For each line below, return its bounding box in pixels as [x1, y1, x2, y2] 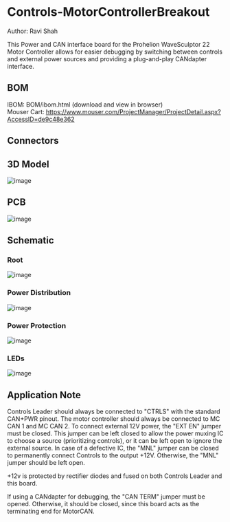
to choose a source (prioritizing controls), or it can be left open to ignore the [7, 437, 222, 445]
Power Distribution [7, 288, 71, 298]
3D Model [7, 158, 49, 170]
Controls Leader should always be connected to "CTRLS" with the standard [7, 407, 221, 416]
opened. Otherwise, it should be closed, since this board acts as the [7, 500, 200, 508]
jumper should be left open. [7, 459, 85, 467]
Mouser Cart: [7, 107, 45, 116]
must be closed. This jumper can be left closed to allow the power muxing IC [7, 429, 224, 437]
